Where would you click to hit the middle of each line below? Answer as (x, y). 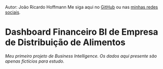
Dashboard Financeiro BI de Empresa (81, 32)
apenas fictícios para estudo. (35, 61)
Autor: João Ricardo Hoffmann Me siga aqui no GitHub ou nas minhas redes (81, 7)
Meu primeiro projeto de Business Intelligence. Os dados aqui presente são (81, 56)
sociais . (13, 12)
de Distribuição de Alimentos (65, 42)
